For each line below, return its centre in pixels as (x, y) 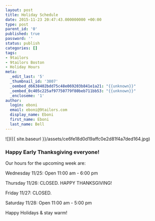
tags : (11, 53)
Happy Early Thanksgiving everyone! (52, 152)
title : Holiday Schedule (32, 15)
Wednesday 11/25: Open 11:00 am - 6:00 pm (52, 173)
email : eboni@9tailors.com (39, 110)
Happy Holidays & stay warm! (36, 212)
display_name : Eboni (32, 115)
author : (14, 100)
